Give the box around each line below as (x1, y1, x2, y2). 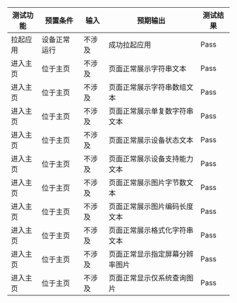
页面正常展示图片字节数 (108, 178, 187, 187)
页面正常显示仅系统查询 (108, 273, 187, 283)
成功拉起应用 (108, 40, 152, 49)
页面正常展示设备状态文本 (108, 136, 194, 145)
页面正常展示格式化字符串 (108, 225, 194, 235)
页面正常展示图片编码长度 (108, 201, 194, 211)
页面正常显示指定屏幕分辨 (108, 249, 194, 259)
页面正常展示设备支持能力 (108, 154, 194, 163)
